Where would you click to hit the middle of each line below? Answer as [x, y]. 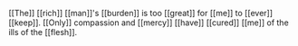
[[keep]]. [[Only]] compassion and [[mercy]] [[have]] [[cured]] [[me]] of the [149, 23]
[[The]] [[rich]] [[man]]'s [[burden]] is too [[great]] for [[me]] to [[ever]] [141, 13]
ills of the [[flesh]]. [43, 32]
